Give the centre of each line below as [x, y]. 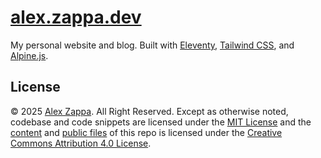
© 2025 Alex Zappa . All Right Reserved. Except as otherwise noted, [149, 111]
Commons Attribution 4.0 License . [81, 143]
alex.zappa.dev [76, 17]
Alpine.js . [29, 55]
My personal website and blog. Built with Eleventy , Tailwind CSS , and [152, 45]
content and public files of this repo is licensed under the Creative [146, 132]
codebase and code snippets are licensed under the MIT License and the [161, 122]
